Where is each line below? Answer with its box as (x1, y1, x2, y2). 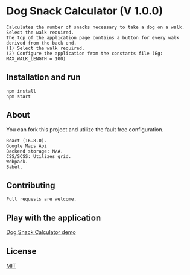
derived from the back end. (6, 40, 77, 46)
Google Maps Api (6, 143, 47, 149)
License (6, 246, 37, 256)
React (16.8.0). (6, 137, 47, 144)
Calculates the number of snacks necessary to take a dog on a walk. (6, 24, 185, 30)
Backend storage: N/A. (6, 148, 63, 154)
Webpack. (6, 159, 28, 165)
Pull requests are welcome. (6, 196, 77, 203)
